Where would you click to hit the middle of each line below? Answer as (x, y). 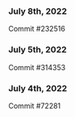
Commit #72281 (35, 106)
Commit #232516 (37, 29)
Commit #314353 (37, 67)
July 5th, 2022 (37, 50)
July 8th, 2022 (37, 11)
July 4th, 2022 (38, 88)
